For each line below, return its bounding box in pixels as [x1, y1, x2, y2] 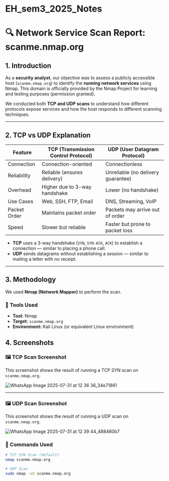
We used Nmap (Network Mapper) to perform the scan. [5, 288, 122, 295]
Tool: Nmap [12, 313, 37, 319]
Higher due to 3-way [41, 183, 92, 190]
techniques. [5, 112, 30, 118]
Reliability [8, 172, 31, 179]
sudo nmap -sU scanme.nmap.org [5, 471, 71, 476]
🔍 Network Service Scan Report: [5, 27, 146, 38]
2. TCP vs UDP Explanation [5, 131, 91, 139]
